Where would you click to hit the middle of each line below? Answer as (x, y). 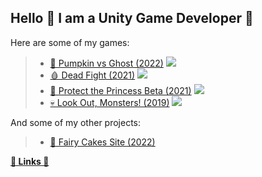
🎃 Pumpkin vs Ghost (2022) (106, 63)
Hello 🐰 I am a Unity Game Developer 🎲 (132, 18)
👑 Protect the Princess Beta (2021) (120, 90)
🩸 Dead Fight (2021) (92, 75)
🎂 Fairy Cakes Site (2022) (102, 142)
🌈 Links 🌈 (30, 161)
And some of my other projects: (76, 122)
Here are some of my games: (70, 42)
